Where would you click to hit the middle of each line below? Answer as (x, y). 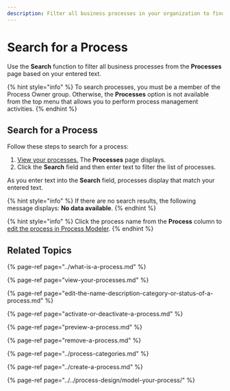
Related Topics (39, 250)
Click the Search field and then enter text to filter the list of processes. (116, 167)
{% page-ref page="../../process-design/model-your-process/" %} (101, 380)
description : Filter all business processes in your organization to (108, 13)
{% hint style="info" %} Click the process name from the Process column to (115, 222)
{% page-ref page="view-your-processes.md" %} (78, 280)
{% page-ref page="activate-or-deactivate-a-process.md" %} (95, 314)
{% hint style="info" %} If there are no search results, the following (102, 201)
